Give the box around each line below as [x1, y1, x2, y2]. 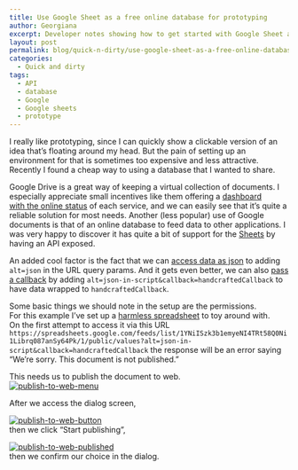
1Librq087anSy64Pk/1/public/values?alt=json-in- [9, 337, 192, 346]
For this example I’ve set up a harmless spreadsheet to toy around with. [9, 310, 271, 321]
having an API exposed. [9, 239, 96, 249]
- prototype [17, 112, 62, 121]
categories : [9, 54, 53, 63]
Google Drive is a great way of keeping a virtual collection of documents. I [9, 182, 280, 192]
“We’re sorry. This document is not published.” [9, 354, 179, 364]
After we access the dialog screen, [9, 398, 137, 409]
